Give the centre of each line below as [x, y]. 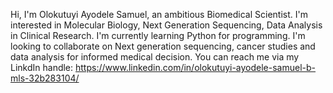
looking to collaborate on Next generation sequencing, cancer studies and [163, 46]
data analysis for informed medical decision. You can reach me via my [155, 57]
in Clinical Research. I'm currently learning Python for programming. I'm [158, 35]
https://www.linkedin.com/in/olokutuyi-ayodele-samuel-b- [196, 67]
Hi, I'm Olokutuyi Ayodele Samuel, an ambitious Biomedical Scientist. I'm [159, 14]
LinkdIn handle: [42, 67]
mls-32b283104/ [45, 78]
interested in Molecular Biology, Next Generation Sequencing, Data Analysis [166, 25]
